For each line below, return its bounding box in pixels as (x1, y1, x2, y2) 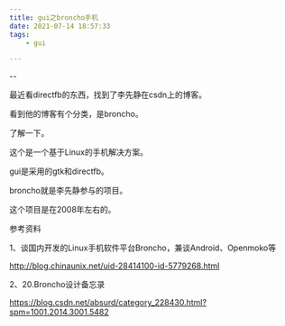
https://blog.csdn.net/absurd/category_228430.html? (9, 297, 207, 308)
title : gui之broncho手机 (9, 13, 99, 23)
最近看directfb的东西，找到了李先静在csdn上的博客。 (9, 89, 207, 100)
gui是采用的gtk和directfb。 (9, 166, 110, 177)
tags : (9, 30, 30, 39)
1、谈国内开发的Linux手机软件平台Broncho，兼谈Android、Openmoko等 (9, 242, 277, 253)
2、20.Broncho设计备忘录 (9, 279, 106, 290)
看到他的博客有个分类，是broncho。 (9, 109, 143, 120)
